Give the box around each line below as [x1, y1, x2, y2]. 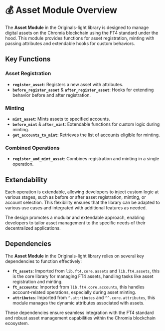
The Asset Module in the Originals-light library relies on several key [5, 253, 145, 259]
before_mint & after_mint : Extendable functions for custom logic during [12, 121, 160, 127]
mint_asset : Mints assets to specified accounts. [12, 116, 111, 122]
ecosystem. [5, 320, 29, 326]
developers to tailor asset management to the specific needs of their [5, 220, 146, 226]
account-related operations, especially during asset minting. [12, 289, 136, 295]
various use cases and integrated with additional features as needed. [5, 205, 147, 211]
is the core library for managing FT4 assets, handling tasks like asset [12, 273, 154, 279]
